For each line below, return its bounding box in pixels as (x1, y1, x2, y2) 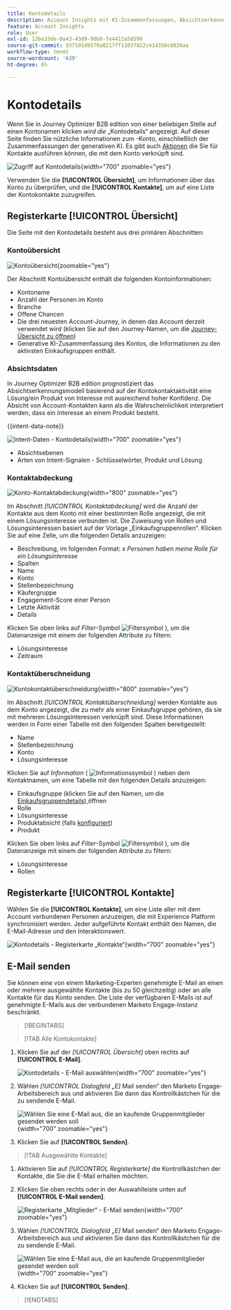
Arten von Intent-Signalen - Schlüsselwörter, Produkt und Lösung (16, 456, 203, 464)
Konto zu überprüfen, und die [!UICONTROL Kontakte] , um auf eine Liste (7, 183, 214, 191)
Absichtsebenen (16, 448, 64, 456)
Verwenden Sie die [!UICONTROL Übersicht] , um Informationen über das (7, 176, 215, 184)
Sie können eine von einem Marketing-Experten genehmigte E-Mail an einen (7, 979, 223, 987)
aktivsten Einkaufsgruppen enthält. (16, 346, 116, 355)
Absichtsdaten (7, 363, 58, 373)
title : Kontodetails (7, 10, 67, 17)
